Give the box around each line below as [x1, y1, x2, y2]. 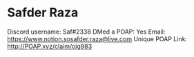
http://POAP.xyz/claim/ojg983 [7, 42, 93, 50]
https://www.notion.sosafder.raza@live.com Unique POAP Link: [7, 34, 188, 43]
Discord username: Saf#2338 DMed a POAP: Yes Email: [7, 27, 166, 36]
